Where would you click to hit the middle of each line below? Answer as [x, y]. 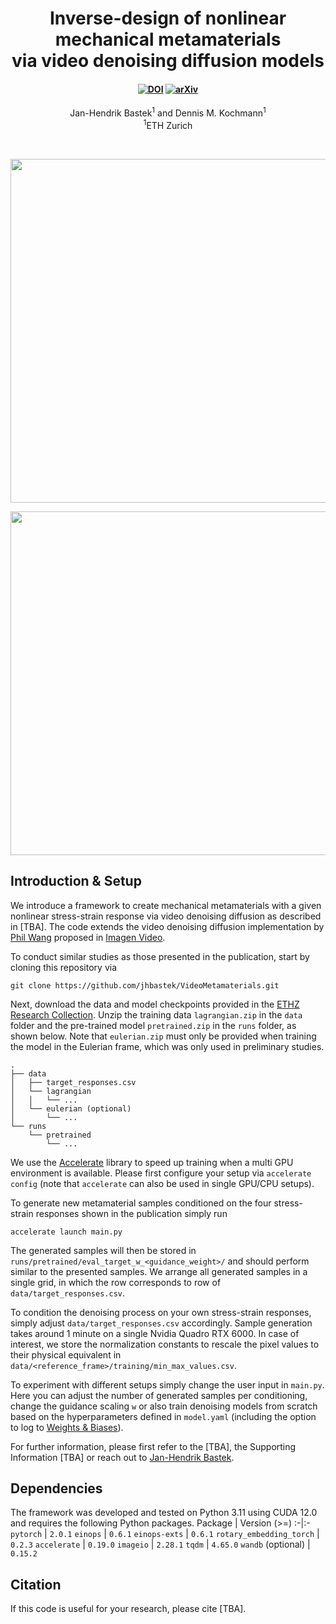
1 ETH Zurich [168, 124]
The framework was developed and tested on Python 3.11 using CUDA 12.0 [164, 1513]
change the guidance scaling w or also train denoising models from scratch [164, 1406]
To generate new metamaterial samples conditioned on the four [141, 1203]
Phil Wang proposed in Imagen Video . [88, 937]
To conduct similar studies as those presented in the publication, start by [160, 956]
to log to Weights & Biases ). [67, 1427]
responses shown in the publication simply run [131, 1213]
